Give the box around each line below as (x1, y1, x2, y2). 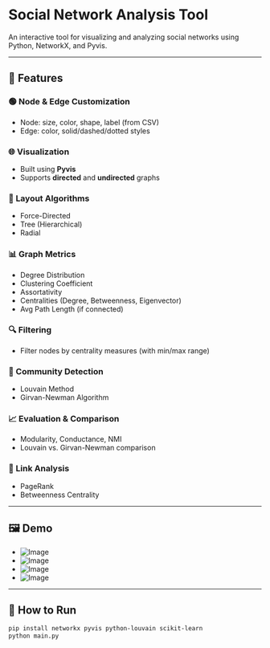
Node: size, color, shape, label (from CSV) (19, 117, 159, 127)
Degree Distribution (19, 270, 85, 279)
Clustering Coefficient (19, 279, 93, 288)
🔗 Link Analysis (8, 463, 70, 475)
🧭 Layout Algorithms (8, 193, 90, 204)
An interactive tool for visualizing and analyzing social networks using (8, 32, 239, 42)
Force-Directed (19, 211, 71, 221)
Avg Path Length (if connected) (19, 304, 124, 314)
